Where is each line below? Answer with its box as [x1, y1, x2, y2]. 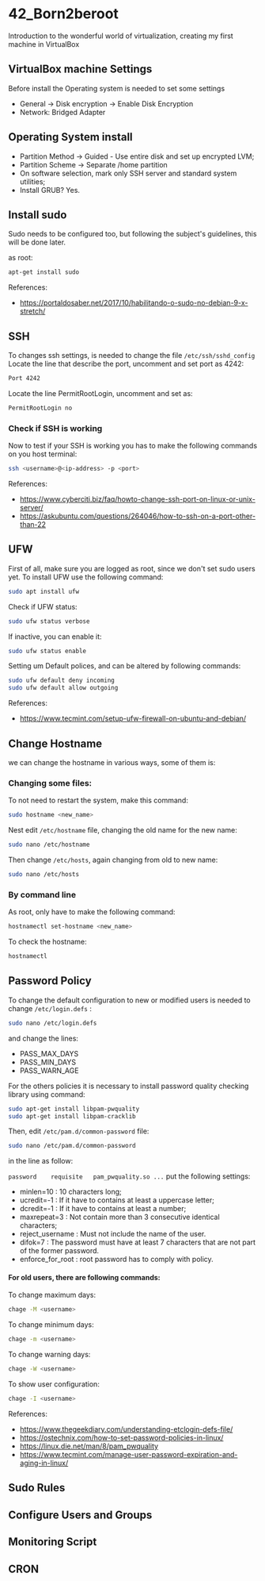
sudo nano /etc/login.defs [8, 1019, 97, 1027]
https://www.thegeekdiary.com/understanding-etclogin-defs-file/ [19, 1424, 233, 1433]
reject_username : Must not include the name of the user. [19, 1229, 206, 1239]
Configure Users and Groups [8, 1508, 153, 1521]
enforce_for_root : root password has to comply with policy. [19, 1255, 214, 1264]
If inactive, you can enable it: [8, 632, 102, 641]
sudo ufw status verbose [8, 617, 90, 625]
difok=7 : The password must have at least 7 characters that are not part [19, 1237, 256, 1247]
